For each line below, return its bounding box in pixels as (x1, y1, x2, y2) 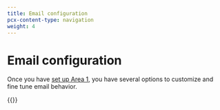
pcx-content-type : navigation (7, 16, 94, 23)
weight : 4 (7, 23, 36, 30)
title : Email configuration (7, 10, 88, 17)
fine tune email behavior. (7, 82, 77, 91)
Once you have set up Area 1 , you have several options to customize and (7, 75, 214, 83)
